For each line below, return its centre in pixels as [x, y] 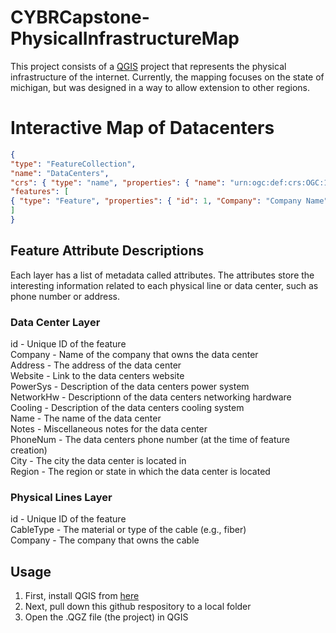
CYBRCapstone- [80, 17]
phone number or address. [65, 296]
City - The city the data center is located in [98, 460]
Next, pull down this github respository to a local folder [138, 607]
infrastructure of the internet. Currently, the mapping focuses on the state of [167, 77]
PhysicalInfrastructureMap [125, 38]
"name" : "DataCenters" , [60, 173]
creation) [29, 450]
